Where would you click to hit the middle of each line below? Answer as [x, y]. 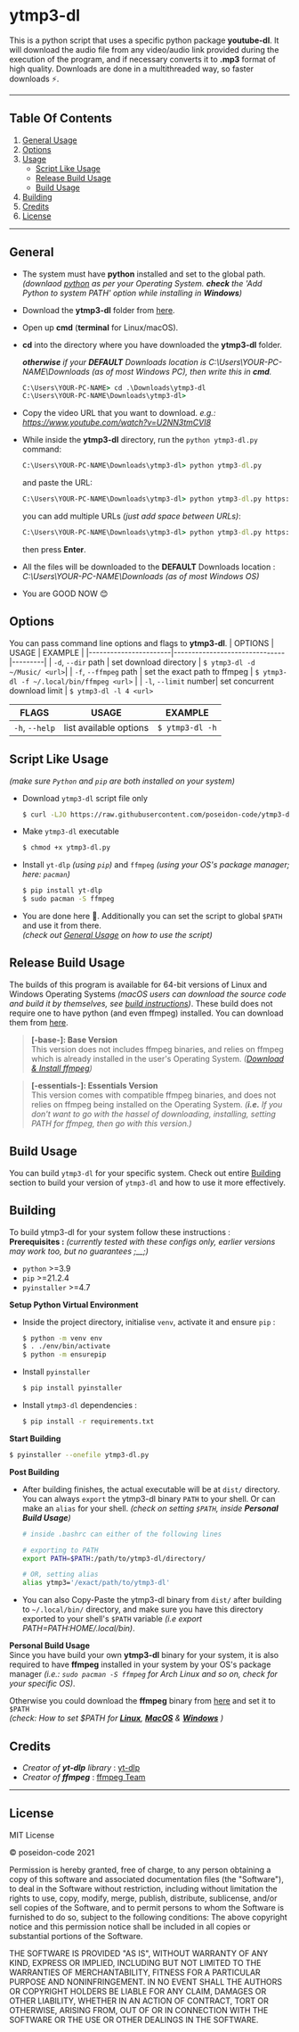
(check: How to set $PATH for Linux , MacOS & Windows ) [117, 1718]
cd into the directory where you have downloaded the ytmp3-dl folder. [152, 344]
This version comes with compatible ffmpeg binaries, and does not [154, 1095]
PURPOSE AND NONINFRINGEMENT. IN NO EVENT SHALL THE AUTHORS [146, 1981]
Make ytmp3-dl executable [71, 832]
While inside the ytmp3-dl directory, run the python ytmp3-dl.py [140, 440]
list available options [106, 727]
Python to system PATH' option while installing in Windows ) [132, 293]
